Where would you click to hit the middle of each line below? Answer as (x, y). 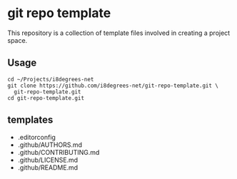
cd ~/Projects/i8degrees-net (51, 79)
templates (30, 120)
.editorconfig (36, 137)
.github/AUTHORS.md (50, 145)
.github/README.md (48, 167)
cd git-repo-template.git (46, 98)
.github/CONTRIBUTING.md (59, 152)
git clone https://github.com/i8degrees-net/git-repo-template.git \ (113, 86)
